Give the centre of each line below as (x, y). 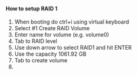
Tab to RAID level (36, 41)
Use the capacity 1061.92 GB (50, 54)
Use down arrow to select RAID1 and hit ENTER (73, 48)
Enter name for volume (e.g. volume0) (62, 35)
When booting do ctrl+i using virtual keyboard (72, 22)
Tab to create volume (41, 60)
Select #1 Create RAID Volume (52, 28)
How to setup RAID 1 (32, 8)
